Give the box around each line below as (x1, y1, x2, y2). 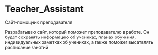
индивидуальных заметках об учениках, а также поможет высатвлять (5, 39, 154, 45)
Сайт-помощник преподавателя (5, 19, 73, 25)
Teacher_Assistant (5, 3, 84, 15)
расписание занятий (5, 44, 48, 50)
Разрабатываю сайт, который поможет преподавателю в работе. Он (5, 29, 149, 35)
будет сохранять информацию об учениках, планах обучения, (5, 34, 136, 40)
